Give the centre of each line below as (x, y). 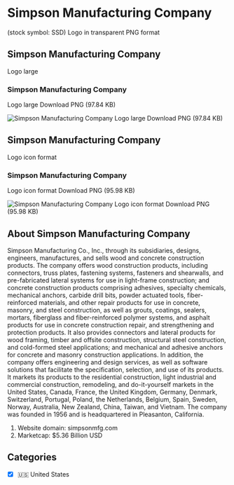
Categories (32, 457)
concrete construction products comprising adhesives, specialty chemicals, (117, 287)
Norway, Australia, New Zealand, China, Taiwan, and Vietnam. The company (117, 407)
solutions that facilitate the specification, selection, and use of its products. (116, 369)
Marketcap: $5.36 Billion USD (60, 435)
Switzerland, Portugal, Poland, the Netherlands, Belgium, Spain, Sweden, (112, 399)
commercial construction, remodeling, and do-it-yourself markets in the (111, 384)
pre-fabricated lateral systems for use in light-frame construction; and (109, 280)
